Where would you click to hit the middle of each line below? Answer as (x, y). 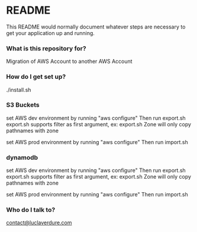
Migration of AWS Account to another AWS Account (69, 61)
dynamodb (22, 157)
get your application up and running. (50, 33)
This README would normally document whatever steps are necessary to (96, 27)
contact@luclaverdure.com (39, 223)
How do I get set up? (36, 77)
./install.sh (19, 90)
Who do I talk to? (31, 210)
